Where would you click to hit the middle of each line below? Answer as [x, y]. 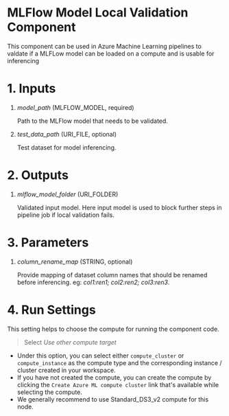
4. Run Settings [51, 310]
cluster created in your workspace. [66, 370]
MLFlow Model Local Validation [98, 13]
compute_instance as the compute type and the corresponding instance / [119, 362]
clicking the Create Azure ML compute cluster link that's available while [118, 384]
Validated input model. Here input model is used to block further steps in [119, 207]
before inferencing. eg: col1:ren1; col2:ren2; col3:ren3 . [93, 282]
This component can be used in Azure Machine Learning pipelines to [105, 46]
